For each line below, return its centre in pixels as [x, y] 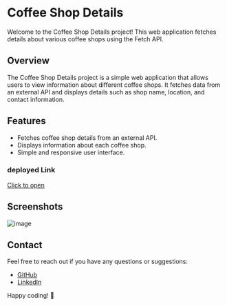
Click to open [26, 185]
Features [26, 121]
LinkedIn [29, 282]
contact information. [36, 99]
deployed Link [31, 170]
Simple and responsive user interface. [71, 152]
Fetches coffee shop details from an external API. [87, 137]
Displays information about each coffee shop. [82, 145]
